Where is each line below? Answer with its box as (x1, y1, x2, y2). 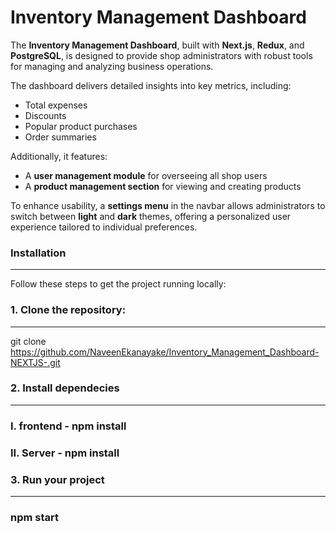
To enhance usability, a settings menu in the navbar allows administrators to (10, 199, 326, 211)
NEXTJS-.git (10, 356, 61, 368)
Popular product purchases (24, 120, 138, 132)
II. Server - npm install (10, 446, 120, 460)
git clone (10, 335, 47, 347)
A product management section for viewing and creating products (24, 180, 302, 192)
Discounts (24, 109, 67, 121)
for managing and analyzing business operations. (10, 60, 214, 72)
